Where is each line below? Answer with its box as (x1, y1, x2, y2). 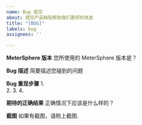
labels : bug (6, 25, 36, 32)
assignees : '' (6, 32, 42, 38)
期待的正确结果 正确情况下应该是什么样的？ (6, 100, 114, 107)
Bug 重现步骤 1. (6, 80, 44, 87)
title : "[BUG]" (6, 20, 45, 26)
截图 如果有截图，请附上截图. (6, 112, 79, 120)
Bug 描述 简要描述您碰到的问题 (6, 67, 84, 75)
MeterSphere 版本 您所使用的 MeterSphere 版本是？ (6, 54, 138, 61)
